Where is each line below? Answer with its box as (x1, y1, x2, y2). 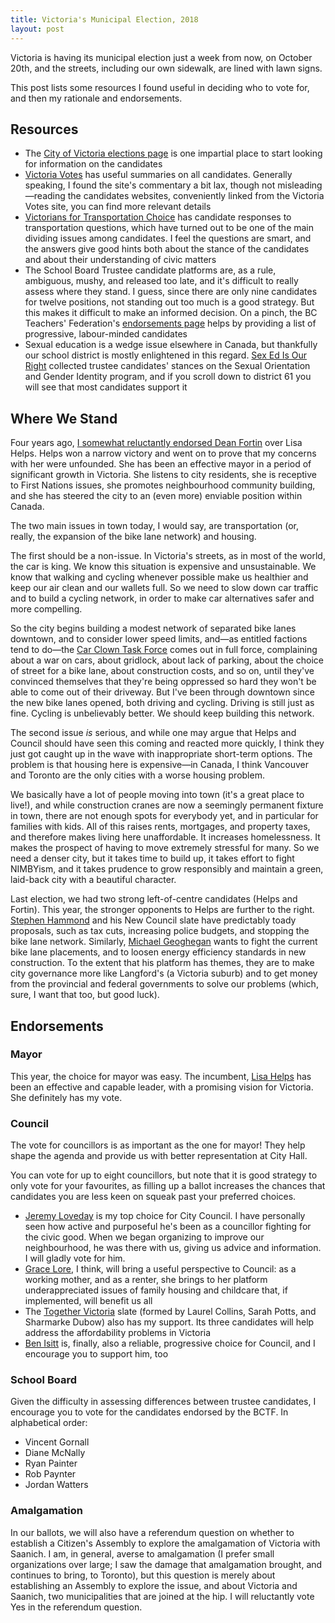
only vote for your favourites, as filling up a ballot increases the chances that (10, 1180, 326, 1192)
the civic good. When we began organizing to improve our (24, 1231, 265, 1243)
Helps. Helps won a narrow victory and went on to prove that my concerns (10, 447, 317, 460)
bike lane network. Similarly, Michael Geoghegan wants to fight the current (10, 936, 318, 948)
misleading (277, 179, 323, 191)
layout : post (10, 24, 65, 34)
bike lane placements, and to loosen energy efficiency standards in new (10, 946, 307, 958)
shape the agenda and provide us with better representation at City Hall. (10, 1150, 308, 1162)
